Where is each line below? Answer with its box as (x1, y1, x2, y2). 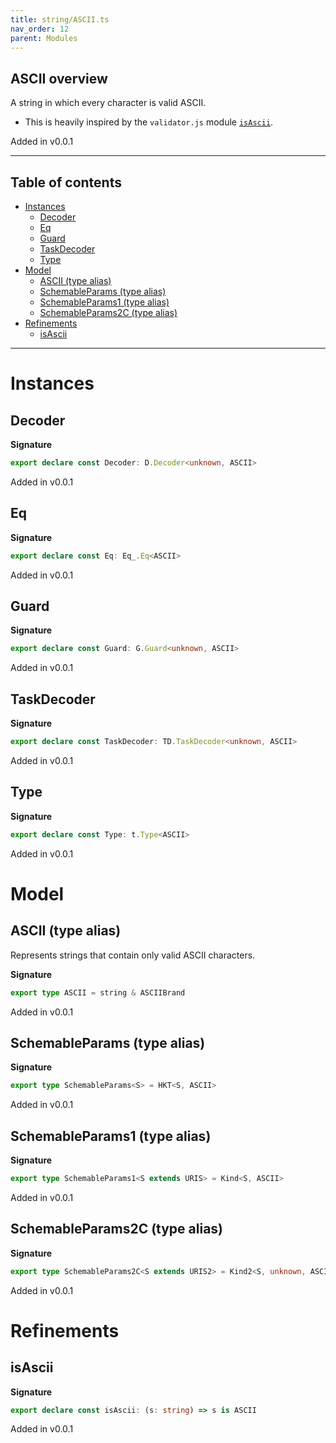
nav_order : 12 (10, 24, 70, 34)
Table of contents (10, 174, 122, 191)
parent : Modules (10, 33, 78, 43)
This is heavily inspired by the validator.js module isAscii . (24, 116, 274, 128)
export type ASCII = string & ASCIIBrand (10, 987, 186, 998)
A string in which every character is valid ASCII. (10, 97, 207, 109)
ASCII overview (10, 70, 108, 87)
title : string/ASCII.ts (10, 14, 110, 25)
